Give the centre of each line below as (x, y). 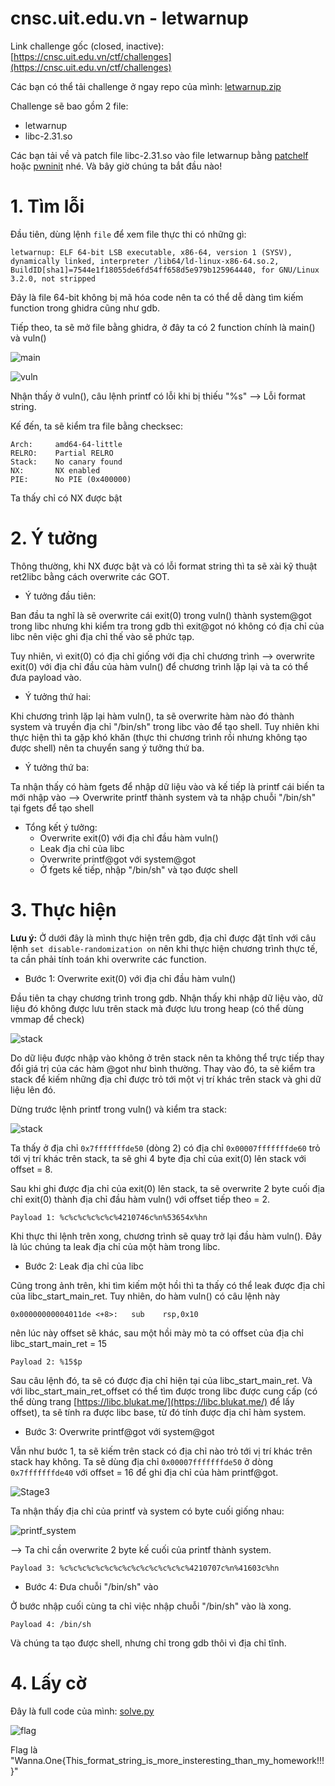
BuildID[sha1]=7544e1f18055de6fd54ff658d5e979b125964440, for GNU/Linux (165, 270)
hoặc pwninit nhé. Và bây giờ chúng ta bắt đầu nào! (116, 166)
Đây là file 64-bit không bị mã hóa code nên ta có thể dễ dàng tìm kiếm (157, 297)
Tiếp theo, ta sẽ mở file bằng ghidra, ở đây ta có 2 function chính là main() (163, 327)
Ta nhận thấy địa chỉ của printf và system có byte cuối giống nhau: (147, 1511)
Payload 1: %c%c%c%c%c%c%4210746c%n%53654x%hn (109, 1217)
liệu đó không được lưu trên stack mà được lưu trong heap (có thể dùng (157, 1008)
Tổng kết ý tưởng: (61, 827)
